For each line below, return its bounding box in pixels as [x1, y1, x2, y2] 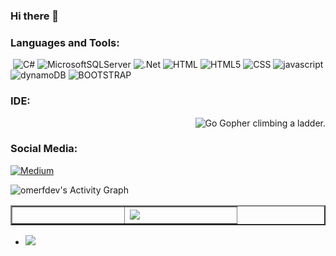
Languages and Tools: [10, 35, 120, 49]
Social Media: [10, 142, 78, 156]
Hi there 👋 [10, 9, 60, 23]
